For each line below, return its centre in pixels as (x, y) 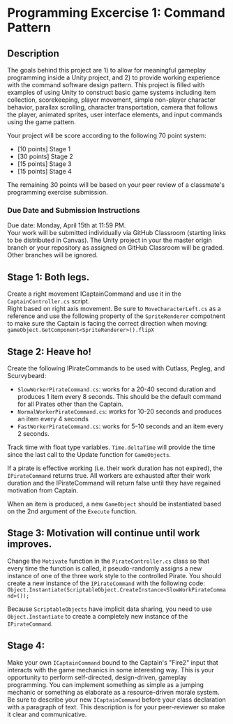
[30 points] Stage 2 (45, 156)
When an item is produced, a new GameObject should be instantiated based (114, 504)
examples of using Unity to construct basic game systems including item (112, 92)
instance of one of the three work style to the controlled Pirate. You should (114, 575)
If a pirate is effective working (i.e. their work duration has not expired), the (115, 468)
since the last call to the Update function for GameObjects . (89, 454)
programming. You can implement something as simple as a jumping (105, 684)
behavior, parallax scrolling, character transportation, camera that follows (113, 107)
